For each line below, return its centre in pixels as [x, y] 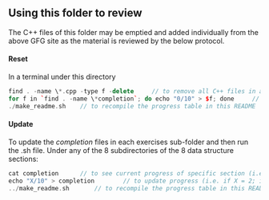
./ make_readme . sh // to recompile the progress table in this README [132, 106]
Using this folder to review [75, 13]
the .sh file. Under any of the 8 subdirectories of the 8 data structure [121, 150]
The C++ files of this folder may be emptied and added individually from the [133, 32]
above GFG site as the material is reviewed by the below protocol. [116, 41]
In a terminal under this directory [62, 77]
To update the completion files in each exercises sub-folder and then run [128, 142]
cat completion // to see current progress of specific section [127, 173]
